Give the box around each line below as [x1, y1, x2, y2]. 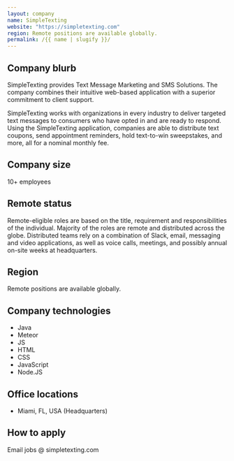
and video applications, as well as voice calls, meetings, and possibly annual [7, 238, 228, 247]
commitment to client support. [7, 95, 94, 103]
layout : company [7, 10, 54, 17]
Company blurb [7, 62, 77, 74]
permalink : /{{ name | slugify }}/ [7, 36, 111, 43]
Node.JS [17, 368, 43, 376]
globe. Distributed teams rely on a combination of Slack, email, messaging [7, 231, 221, 240]
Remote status [7, 198, 72, 210]
